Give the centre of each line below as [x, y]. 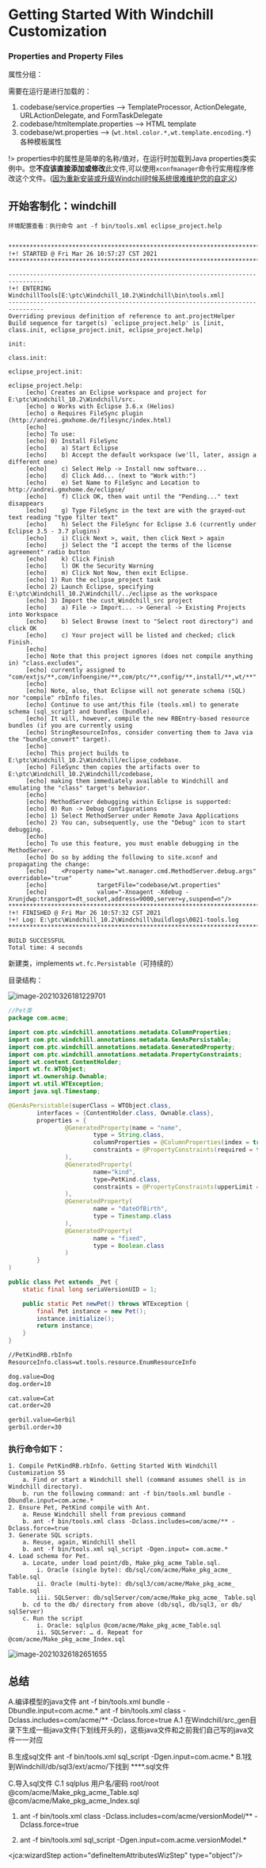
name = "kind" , [114, 1172]
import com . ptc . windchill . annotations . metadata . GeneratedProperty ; [122, 1047]
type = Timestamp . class [132, 1216]
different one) [33, 462]
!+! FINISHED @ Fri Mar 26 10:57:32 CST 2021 [84, 913]
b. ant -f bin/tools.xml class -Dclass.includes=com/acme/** [125, 1522]
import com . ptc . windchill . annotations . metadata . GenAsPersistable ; [120, 1039]
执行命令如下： [37, 1449]
